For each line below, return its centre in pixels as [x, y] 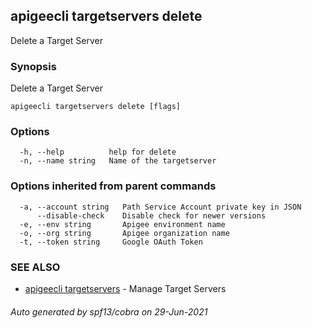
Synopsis [33, 66]
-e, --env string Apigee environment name [122, 224]
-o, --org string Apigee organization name [124, 233]
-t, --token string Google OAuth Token [111, 242]
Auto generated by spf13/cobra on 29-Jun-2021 [109, 311]
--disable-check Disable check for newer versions [151, 215]
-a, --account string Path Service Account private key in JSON [160, 207]
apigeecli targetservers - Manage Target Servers [125, 288]
